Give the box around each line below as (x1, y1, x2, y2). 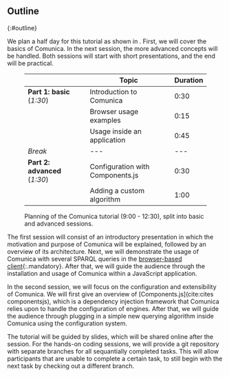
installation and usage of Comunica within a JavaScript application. (7, 269, 197, 277)
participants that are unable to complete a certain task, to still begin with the (7, 354, 223, 363)
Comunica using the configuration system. (7, 319, 127, 327)
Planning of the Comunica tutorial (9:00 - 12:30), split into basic (24, 212, 204, 220)
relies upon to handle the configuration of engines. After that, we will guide (7, 304, 219, 312)
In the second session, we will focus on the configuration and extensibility (7, 282, 217, 291)
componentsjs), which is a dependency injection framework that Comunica (7, 297, 220, 305)
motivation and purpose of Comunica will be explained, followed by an (7, 240, 206, 248)
